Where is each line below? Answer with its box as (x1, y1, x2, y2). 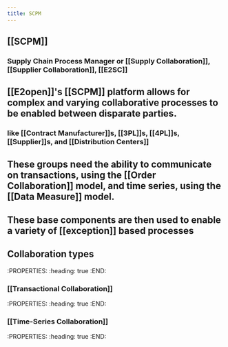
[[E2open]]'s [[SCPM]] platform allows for (7, 86, 190, 98)
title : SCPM (7, 10, 41, 17)
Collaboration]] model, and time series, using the (7, 180, 222, 192)
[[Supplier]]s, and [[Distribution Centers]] (7, 137, 149, 147)
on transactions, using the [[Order (7, 169, 156, 181)
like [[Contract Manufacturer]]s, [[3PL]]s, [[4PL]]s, (7, 128, 180, 138)
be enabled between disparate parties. (7, 108, 177, 119)
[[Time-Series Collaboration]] (7, 317, 109, 326)
